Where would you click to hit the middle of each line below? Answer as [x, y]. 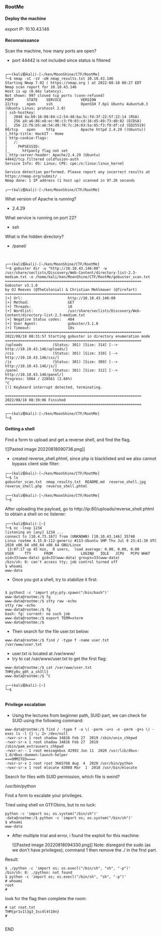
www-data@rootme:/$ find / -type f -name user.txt [57, 640]
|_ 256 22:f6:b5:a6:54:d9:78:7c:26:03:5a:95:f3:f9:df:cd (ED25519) [75, 125]
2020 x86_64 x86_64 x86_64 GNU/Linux [43, 545]
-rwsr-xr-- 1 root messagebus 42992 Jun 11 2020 [56, 751]
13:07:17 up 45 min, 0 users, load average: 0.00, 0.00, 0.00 [73, 549]
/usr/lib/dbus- [124, 751]
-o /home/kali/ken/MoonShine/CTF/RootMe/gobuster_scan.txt [89, 277]
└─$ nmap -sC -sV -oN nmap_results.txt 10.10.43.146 [59, 79]
